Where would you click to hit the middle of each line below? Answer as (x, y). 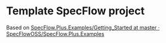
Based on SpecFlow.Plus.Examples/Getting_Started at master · (83, 27)
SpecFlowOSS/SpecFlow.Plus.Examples (55, 33)
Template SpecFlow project (76, 11)
